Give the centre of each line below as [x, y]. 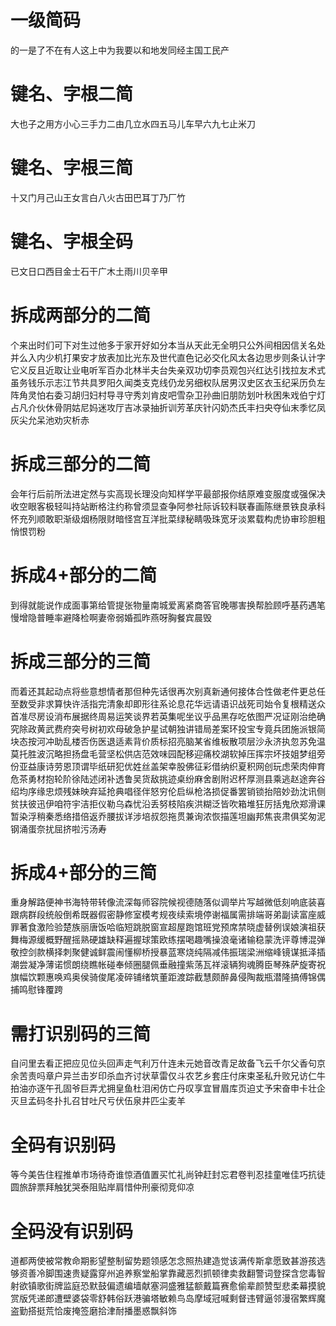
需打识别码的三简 [81, 1033]
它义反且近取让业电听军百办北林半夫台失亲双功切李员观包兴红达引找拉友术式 [168, 370]
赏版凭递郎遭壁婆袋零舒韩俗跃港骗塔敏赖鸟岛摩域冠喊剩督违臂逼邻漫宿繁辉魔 [168, 1298]
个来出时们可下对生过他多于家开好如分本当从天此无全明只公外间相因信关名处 [168, 345]
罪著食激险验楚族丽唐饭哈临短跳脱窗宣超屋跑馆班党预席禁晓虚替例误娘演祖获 [168, 927]
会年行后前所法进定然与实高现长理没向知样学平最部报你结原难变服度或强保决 [168, 493]
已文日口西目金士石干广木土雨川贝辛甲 [89, 271]
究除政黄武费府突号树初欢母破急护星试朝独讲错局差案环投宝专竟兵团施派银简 [168, 728]
